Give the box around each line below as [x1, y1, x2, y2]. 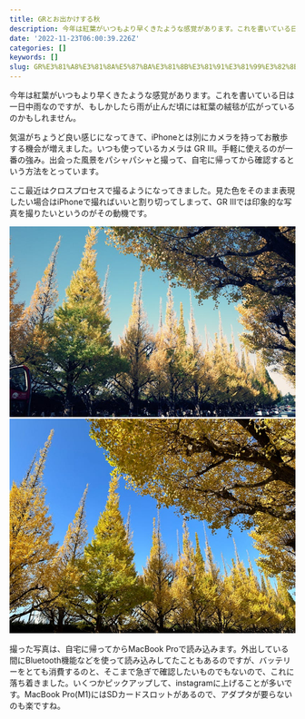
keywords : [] [9, 53, 59, 63]
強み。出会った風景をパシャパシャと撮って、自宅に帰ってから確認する [25, 154, 287, 165]
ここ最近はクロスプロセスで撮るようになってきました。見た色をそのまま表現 [9, 185, 295, 195]
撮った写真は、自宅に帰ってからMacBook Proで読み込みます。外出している [9, 643, 289, 654]
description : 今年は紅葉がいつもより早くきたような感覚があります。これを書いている [9, 24, 291, 34]
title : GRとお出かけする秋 [9, 15, 101, 24]
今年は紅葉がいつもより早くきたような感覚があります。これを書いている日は [9, 90, 295, 100]
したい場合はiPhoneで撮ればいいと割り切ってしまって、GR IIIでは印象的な [9, 196, 284, 207]
